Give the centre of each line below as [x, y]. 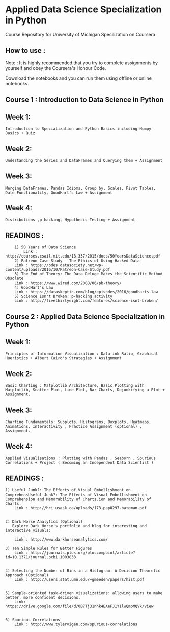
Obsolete [15, 279]
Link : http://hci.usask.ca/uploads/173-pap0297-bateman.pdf [80, 508]
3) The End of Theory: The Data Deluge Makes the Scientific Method [89, 274]
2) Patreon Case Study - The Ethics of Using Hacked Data [77, 261]
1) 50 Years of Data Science [45, 247]
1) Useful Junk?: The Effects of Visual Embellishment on [68, 490]
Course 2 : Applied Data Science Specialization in [85, 317]
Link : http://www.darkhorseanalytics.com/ [61, 539]
